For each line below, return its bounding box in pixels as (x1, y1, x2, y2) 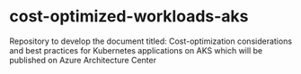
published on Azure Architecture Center (9, 54, 157, 65)
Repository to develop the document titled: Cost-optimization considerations (9, 36, 293, 46)
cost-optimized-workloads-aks (9, 6, 249, 27)
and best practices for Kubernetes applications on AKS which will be (9, 45, 263, 55)
